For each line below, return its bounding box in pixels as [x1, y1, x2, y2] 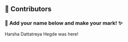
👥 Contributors [4, 5, 52, 13]
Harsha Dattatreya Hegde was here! [4, 31, 78, 37]
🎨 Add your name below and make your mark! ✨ [4, 20, 123, 27]
